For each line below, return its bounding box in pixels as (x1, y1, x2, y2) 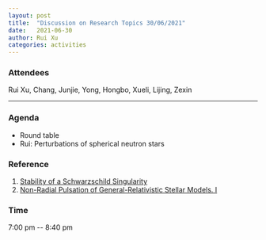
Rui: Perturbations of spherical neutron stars (19, 139, 165, 148)
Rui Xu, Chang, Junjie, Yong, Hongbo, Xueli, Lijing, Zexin (8, 85, 192, 95)
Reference (8, 158, 49, 170)
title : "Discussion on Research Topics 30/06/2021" (8, 19, 186, 27)
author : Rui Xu (8, 33, 59, 42)
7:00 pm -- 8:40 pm (8, 223, 74, 232)
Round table (19, 130, 59, 139)
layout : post (8, 11, 51, 20)
